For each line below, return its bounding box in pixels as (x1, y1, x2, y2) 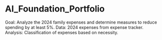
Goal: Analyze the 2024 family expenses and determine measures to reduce (5, 19, 157, 25)
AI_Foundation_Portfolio (5, 3, 105, 14)
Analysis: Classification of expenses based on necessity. (5, 29, 119, 35)
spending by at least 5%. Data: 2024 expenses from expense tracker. (5, 24, 144, 30)
